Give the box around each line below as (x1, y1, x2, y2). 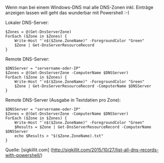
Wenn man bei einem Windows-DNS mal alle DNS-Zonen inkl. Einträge (5, 5, 154, 10)
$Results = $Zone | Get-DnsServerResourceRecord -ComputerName (14, 124, 152, 129)
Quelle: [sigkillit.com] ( (5, 147, 52, 153)
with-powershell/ (5, 152, 41, 158)
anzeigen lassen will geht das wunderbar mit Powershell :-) (5, 10, 130, 16)
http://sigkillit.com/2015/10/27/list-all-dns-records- (52, 147, 159, 153)
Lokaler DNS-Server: (5, 20, 49, 25)
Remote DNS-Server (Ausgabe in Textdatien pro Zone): (5, 97, 121, 103)
